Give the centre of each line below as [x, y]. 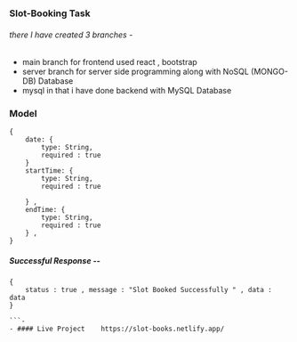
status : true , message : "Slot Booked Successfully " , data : [149, 290]
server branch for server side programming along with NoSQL [135, 72]
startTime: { [49, 171]
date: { [39, 140]
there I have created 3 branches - [71, 35]
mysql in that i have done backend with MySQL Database [127, 91]
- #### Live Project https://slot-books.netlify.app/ [117, 329]
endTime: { [45, 210]
